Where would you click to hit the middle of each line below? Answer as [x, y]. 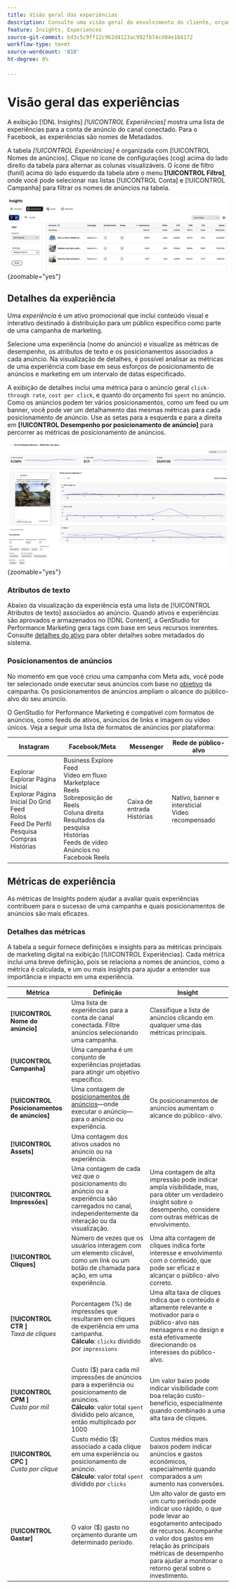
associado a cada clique [106, 1446]
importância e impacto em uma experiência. [71, 977]
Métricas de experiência [61, 882]
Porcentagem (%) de [101, 1304]
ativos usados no [96, 1144]
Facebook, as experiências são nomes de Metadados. [85, 136]
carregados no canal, [102, 1205]
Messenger [146, 746]
